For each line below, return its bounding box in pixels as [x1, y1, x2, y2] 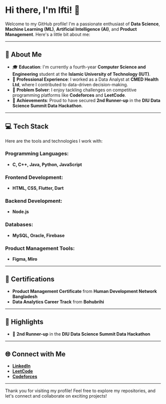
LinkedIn [12, 363, 31, 369]
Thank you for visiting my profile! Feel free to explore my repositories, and [5, 388, 156, 394]
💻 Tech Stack [5, 122, 49, 131]
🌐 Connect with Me [5, 350, 66, 358]
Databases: [5, 221, 34, 228]
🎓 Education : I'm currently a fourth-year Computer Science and [12, 64, 146, 70]
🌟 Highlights [5, 318, 43, 326]
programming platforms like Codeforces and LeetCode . [12, 92, 126, 98]
